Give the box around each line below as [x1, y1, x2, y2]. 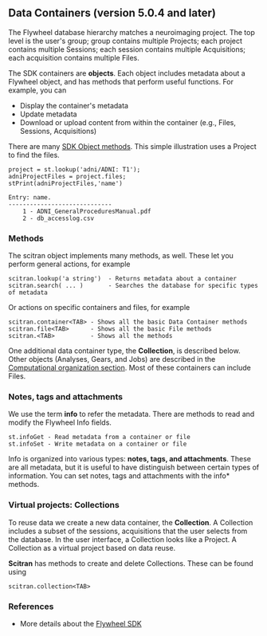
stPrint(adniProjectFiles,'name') [8, 179, 124, 187]
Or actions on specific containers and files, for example [8, 303, 190, 312]
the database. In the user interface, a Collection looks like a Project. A [8, 534, 237, 544]
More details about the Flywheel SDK [19, 619, 142, 628]
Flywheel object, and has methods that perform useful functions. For [8, 77, 234, 86]
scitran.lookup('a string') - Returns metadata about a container [8, 275, 238, 283]
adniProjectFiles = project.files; [8, 172, 127, 180]
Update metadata [19, 109, 77, 119]
